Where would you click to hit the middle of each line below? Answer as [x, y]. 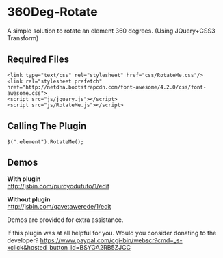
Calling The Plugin [47, 126]
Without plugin [29, 199]
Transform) [23, 38]
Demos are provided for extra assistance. [65, 220]
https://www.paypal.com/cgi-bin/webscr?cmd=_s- [111, 240]
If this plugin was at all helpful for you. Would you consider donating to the [112, 233]
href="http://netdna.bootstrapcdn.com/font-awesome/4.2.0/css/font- [107, 87]
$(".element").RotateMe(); [45, 142]
